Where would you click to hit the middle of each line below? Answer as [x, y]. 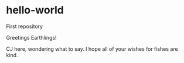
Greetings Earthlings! [31, 37]
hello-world [35, 10]
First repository [24, 26]
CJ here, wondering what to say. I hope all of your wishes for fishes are [92, 49]
